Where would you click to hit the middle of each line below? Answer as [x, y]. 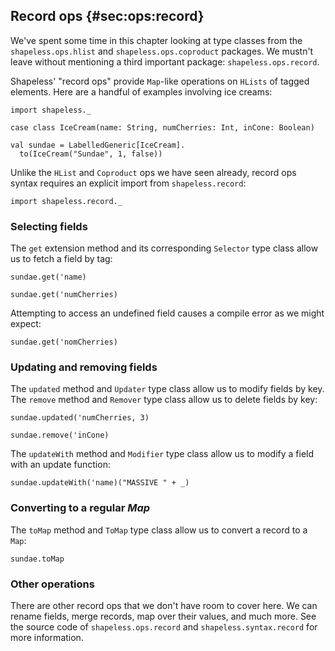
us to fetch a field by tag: [61, 259]
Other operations [52, 584]
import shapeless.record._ [66, 201]
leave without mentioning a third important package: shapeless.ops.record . [165, 61]
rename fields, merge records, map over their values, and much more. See [163, 616]
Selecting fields [49, 226]
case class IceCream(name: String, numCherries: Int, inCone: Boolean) [162, 127]
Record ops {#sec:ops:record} [107, 16]
